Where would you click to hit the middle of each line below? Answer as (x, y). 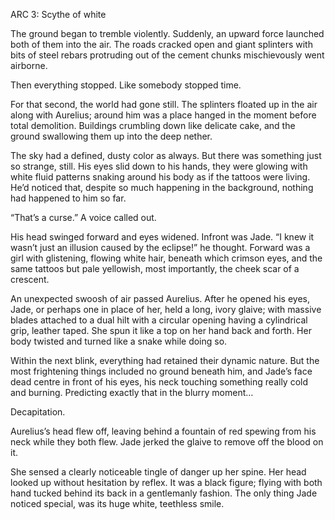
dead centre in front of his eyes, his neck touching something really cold (159, 382)
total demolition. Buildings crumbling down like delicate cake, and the (153, 125)
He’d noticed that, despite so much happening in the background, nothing (162, 187)
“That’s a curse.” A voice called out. (83, 217)
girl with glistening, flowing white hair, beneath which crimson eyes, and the (166, 258)
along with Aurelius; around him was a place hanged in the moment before (163, 115)
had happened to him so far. (68, 198)
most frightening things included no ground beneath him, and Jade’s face (161, 371)
